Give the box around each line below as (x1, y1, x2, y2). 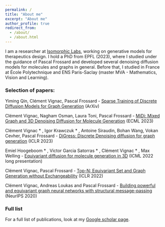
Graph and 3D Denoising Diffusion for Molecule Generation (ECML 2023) (5, 118, 154, 124)
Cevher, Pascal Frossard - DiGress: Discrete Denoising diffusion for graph (5, 133, 156, 139)
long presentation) (5, 158, 43, 164)
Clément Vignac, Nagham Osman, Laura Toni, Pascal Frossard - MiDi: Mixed (5, 113, 160, 119)
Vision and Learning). (5, 75, 49, 80)
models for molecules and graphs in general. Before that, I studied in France (5, 64, 160, 70)
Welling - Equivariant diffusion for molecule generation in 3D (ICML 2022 (5, 153, 154, 159)
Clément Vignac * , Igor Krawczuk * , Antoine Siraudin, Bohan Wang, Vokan (5, 128, 159, 134)
